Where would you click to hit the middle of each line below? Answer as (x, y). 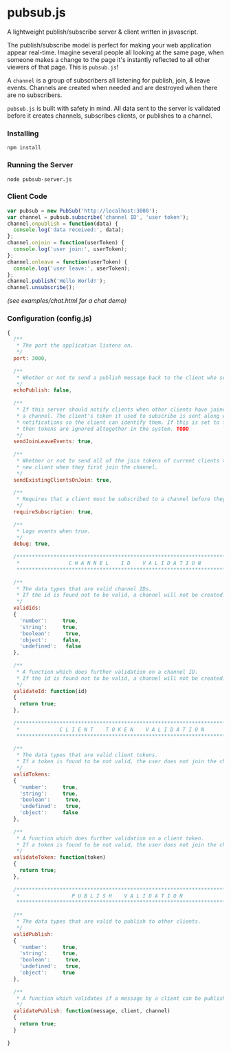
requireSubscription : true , (54, 512)
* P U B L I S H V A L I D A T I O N (100, 896)
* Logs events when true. (53, 531)
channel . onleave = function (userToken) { (67, 262)
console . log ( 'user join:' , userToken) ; (70, 249)
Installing (23, 134)
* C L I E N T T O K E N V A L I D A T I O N (110, 730)
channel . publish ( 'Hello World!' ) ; (57, 281)
